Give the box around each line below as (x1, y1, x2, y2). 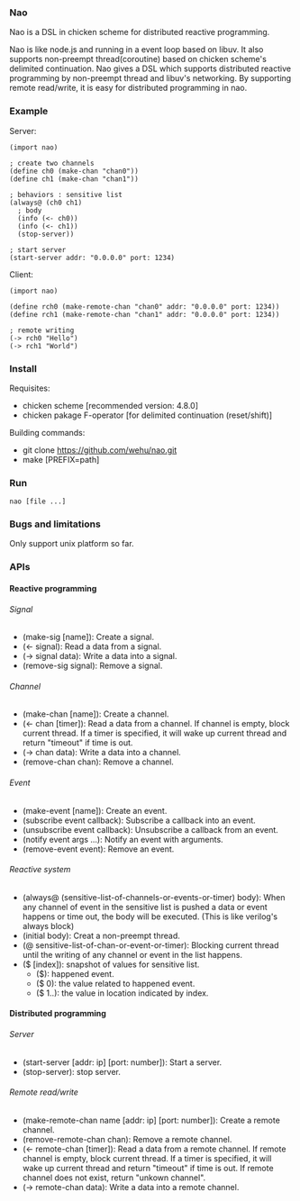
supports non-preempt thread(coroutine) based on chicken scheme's (9, 54, 268, 65)
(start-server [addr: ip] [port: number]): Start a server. (22, 1056, 223, 1068)
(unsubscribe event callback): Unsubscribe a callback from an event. (22, 824, 279, 835)
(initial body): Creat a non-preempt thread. (22, 930, 180, 941)
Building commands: (9, 427, 86, 438)
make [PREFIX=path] (22, 454, 100, 465)
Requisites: (9, 383, 51, 393)
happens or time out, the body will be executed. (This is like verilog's (22, 911, 277, 922)
